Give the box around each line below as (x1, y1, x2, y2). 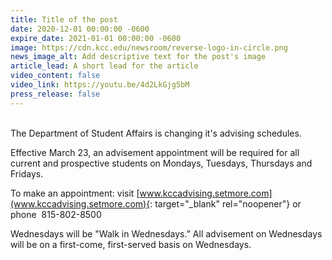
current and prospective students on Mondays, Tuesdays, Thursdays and (10, 157, 313, 169)
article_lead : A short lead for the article (10, 61, 199, 71)
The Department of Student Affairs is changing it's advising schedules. (10, 127, 302, 139)
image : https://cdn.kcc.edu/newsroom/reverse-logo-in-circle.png (10, 42, 288, 53)
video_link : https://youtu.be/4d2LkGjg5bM (10, 80, 190, 90)
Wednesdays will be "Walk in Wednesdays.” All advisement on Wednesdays (10, 227, 323, 240)
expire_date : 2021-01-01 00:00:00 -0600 (10, 33, 182, 43)
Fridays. (10, 167, 44, 180)
